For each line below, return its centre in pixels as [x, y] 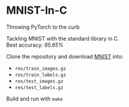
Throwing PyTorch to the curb [43, 27]
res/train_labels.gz [40, 75]
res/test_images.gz [39, 81]
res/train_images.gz [40, 68]
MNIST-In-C [37, 10]
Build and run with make [35, 99]
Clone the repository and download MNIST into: [65, 56]
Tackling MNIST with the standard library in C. [63, 38]
